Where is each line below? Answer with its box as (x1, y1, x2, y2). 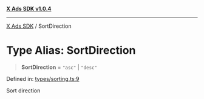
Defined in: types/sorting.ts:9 (6, 75, 80, 82)
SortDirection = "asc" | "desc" (21, 63, 98, 71)
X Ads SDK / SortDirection (6, 22, 72, 30)
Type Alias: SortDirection (6, 43, 136, 57)
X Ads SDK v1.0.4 (6, 5, 52, 12)
